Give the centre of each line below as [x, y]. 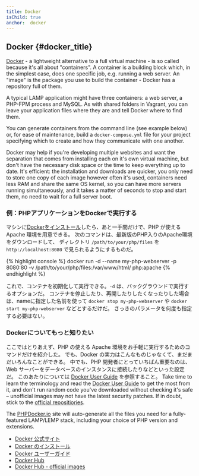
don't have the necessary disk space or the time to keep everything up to [96, 165]
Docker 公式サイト [37, 439]
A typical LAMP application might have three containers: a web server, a [94, 98]
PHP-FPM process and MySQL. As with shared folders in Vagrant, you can [97, 104]
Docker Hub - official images [50, 466]
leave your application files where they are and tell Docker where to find [94, 111]
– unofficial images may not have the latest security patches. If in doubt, [94, 396]
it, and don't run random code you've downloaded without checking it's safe [99, 389]
